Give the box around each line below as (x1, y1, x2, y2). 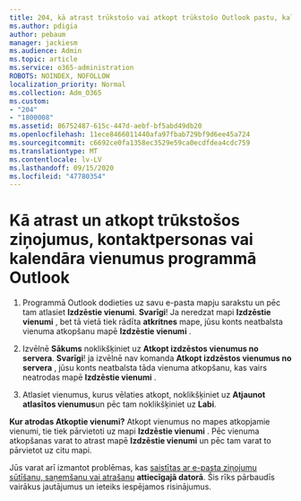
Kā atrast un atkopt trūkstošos (9, 210, 240, 231)
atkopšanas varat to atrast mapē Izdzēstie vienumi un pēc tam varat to (9, 435, 271, 446)
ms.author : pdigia (9, 22, 78, 31)
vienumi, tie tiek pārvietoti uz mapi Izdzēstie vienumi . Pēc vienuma (9, 426, 260, 436)
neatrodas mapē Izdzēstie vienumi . (21, 372, 157, 382)
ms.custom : (9, 96, 50, 106)
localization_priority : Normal (9, 80, 126, 89)
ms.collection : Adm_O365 (9, 88, 102, 97)
